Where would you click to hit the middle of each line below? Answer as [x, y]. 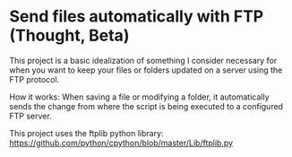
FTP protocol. [34, 79]
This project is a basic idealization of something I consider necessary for [143, 60]
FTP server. [30, 116]
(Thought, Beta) [69, 35]
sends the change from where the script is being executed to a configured [146, 106]
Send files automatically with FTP [137, 17]
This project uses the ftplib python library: [86, 133]
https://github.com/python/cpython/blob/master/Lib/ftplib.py [121, 143]
